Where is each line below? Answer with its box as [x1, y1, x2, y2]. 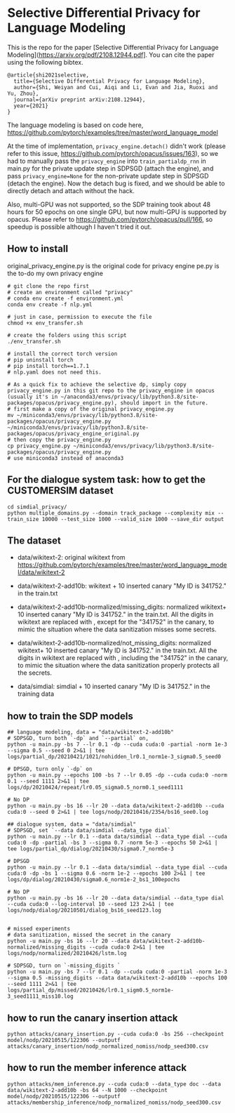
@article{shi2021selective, [7, 72, 90, 79]
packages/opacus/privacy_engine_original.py [7, 430, 140, 437]
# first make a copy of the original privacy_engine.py [7, 405, 174, 412]
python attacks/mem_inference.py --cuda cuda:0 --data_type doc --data [7, 1080, 221, 1088]
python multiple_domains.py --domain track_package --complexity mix [7, 509, 215, 517]
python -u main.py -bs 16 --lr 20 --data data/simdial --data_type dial [7, 895, 224, 902]
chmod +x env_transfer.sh [7, 320, 83, 327]
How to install [7, 243, 69, 255]
